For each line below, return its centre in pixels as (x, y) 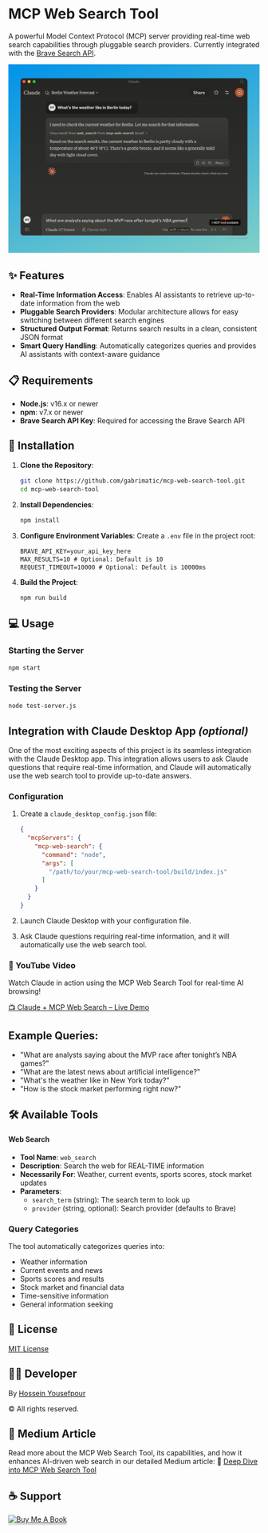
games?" (34, 1063)
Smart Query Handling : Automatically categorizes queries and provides (138, 346)
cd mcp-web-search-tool (59, 489)
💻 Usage (31, 624)
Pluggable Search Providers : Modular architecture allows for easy (129, 312)
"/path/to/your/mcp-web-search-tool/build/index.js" (138, 872)
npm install (39, 520)
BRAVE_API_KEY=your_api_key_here (75, 551)
